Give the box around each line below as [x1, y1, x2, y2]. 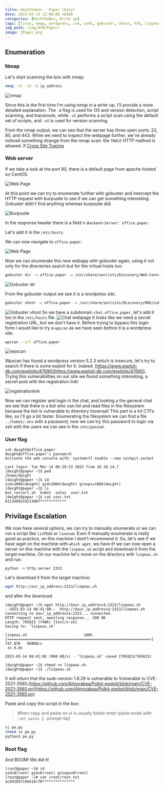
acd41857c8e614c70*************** [5, 779, 76, 784]
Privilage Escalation [5, 512, 67, 521]
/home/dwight [5, 473, 32, 478]
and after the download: [5, 593, 53, 599]
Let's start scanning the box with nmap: [5, 74, 85, 80]
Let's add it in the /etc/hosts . [5, 229, 64, 235]
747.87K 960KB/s [5, 641, 42, 646]
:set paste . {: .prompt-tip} [17, 715, 71, 721]
